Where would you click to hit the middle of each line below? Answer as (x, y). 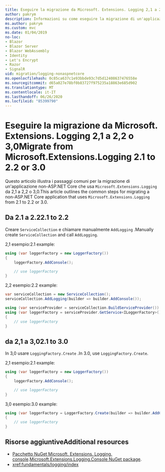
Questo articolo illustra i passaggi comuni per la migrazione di (68, 181)
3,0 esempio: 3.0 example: (31, 404)
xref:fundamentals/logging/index (45, 464)
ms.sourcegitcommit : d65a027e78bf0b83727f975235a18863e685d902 (71, 83)
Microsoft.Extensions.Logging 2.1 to (80, 157)
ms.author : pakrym (24, 23)
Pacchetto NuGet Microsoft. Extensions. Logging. (62, 454)
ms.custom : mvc (21, 28)
